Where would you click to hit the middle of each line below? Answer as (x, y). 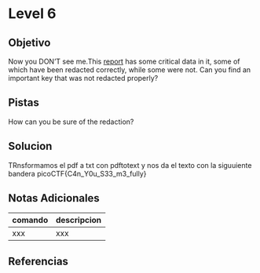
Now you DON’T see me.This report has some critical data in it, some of (124, 61)
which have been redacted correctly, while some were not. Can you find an (130, 70)
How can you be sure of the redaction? (71, 122)
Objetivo (29, 43)
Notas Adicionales (54, 198)
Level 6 (32, 14)
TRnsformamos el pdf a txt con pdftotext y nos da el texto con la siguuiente (130, 165)
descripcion (79, 220)
